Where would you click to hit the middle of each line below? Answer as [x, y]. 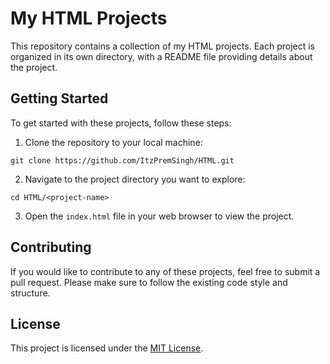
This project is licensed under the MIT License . [107, 348]
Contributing [51, 247]
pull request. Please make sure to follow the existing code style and [149, 282]
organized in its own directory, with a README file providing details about [161, 56]
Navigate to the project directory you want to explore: [135, 179]
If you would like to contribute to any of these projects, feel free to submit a [165, 271]
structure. [30, 293]
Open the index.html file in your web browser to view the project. [159, 216]
